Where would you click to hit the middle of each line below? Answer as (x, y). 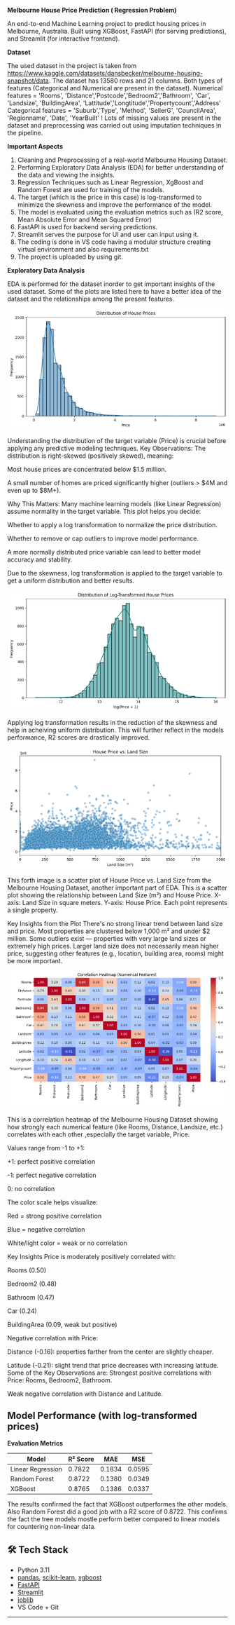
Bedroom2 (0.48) (32, 1284)
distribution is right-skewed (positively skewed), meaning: (91, 456)
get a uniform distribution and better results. (71, 580)
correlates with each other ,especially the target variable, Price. (99, 1134)
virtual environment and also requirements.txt (83, 249)
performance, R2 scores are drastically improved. (79, 737)
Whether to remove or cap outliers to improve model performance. (103, 538)
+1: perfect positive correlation (51, 1161)
